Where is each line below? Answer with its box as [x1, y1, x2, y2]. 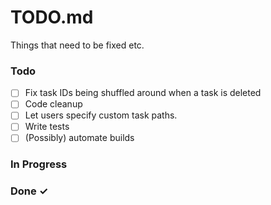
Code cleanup [24, 98, 83, 110]
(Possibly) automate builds [24, 132, 135, 144]
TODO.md [10, 6, 94, 29]
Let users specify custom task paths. [24, 109, 178, 121]
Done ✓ [10, 184, 49, 198]
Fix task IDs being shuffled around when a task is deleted [24, 87, 262, 99]
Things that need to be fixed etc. [10, 39, 145, 51]
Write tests [24, 121, 70, 133]
